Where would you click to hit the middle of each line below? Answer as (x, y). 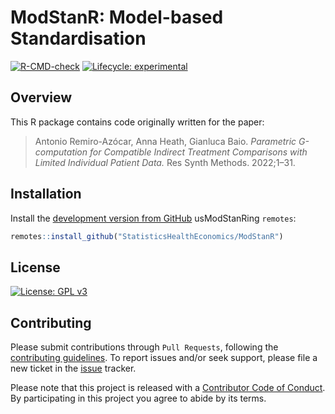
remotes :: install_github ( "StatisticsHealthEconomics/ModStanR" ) (147, 236)
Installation (46, 194)
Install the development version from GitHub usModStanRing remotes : (153, 218)
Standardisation (78, 38)
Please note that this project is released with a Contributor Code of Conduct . (168, 388)
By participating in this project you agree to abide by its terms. (138, 398)
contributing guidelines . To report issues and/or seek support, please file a (164, 358)
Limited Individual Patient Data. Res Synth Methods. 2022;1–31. (165, 162)
